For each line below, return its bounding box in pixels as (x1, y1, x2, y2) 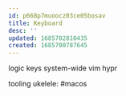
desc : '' (8, 26, 38, 34)
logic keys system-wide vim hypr (8, 63, 118, 73)
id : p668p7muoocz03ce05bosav (8, 11, 106, 20)
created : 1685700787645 (8, 42, 88, 50)
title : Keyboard (8, 19, 63, 27)
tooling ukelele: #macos (8, 79, 87, 89)
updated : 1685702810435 (8, 34, 88, 42)
